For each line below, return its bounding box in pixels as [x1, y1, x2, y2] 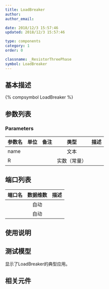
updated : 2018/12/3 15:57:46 [5, 30, 65, 35]
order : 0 [5, 48, 23, 53]
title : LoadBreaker [5, 7, 45, 12]
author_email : [5, 16, 35, 21]
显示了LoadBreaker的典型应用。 [5, 261, 71, 267]
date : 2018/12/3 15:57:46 [5, 25, 58, 30]
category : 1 [5, 43, 30, 48]
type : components [5, 39, 41, 44]
